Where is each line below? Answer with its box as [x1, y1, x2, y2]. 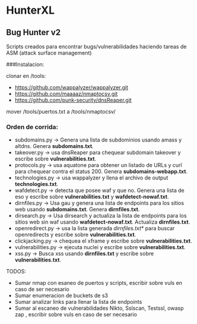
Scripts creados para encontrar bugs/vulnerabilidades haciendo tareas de [6, 43, 187, 50]
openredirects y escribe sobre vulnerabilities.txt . [14, 231, 136, 238]
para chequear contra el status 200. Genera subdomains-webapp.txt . [14, 168, 188, 175]
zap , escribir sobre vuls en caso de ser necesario [14, 311, 138, 318]
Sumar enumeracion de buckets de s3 [14, 292, 109, 299]
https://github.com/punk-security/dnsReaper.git [14, 96, 132, 103]
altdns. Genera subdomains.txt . [14, 143, 94, 150]
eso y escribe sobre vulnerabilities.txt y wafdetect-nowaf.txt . [14, 193, 169, 200]
